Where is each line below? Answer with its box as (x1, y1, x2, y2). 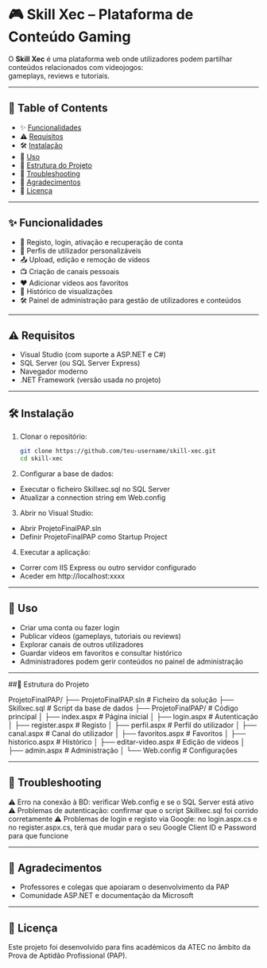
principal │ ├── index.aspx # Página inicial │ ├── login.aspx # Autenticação (8, 711, 258, 721)
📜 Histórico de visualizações (19, 286, 113, 296)
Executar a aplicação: (19, 547, 91, 556)
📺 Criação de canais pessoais (19, 266, 120, 276)
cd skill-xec (19, 455, 64, 463)
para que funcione (8, 831, 69, 840)
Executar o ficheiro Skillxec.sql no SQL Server (19, 484, 171, 494)
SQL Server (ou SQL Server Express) (19, 358, 141, 368)
